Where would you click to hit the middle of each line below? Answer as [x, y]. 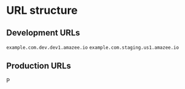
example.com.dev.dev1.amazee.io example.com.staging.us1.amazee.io [92, 48]
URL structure [42, 11]
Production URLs [39, 66]
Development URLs [43, 33]
